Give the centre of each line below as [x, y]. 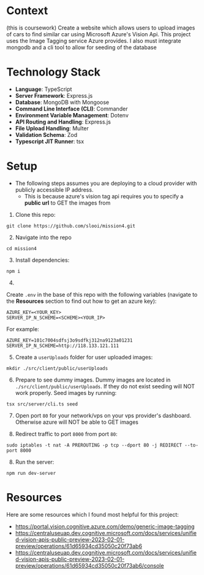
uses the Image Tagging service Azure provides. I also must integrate [94, 41]
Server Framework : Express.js [54, 95]
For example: [23, 329]
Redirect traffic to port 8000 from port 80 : [66, 434]
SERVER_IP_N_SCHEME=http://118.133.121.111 [63, 346]
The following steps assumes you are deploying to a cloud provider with [106, 183]
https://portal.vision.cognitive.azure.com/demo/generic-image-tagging [105, 526]
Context [27, 11]
